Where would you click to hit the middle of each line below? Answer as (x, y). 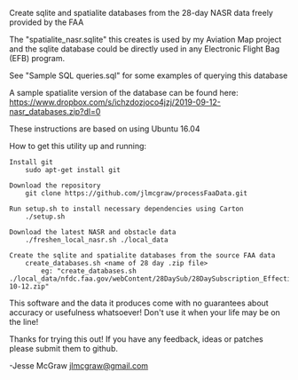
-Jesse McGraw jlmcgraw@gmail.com (79, 366)
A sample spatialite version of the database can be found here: (124, 93)
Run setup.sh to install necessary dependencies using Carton (126, 209)
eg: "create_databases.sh (89, 271)
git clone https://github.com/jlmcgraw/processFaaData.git (137, 194)
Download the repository (55, 186)
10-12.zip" (29, 287)
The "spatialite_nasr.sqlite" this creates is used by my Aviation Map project (145, 40)
